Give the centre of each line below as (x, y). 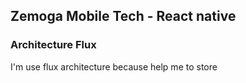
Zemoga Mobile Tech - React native (123, 16)
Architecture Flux (53, 45)
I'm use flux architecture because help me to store (114, 66)
